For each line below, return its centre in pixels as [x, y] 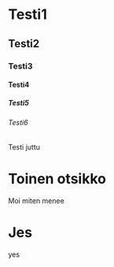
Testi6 [18, 123]
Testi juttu [24, 146]
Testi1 [28, 15]
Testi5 [18, 102]
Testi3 [20, 66]
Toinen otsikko [57, 178]
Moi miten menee [36, 200]
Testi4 [19, 85]
